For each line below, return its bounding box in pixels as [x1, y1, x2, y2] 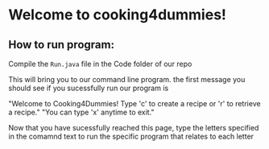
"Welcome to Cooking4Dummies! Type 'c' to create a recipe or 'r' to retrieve [8, 99, 261, 108]
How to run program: [8, 38, 115, 52]
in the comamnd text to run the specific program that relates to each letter [8, 131, 255, 141]
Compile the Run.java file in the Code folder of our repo [8, 59, 192, 68]
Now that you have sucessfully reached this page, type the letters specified [8, 123, 259, 132]
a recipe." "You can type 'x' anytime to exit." [8, 107, 155, 117]
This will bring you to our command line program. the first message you [8, 75, 246, 84]
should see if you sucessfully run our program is [8, 83, 169, 93]
